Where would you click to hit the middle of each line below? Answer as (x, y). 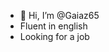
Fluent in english (53, 26)
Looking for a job (54, 36)
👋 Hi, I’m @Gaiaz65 (59, 15)
